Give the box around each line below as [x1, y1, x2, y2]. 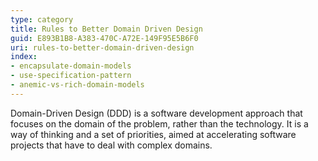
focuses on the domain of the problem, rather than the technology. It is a [10, 117, 309, 130]
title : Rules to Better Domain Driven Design [10, 24, 203, 34]
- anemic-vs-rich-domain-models [10, 80, 145, 90]
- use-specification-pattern [10, 71, 132, 81]
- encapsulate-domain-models [10, 61, 132, 71]
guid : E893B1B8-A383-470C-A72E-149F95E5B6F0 [10, 33, 199, 43]
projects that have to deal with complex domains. [10, 139, 213, 151]
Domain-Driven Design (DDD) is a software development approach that [10, 107, 303, 119]
